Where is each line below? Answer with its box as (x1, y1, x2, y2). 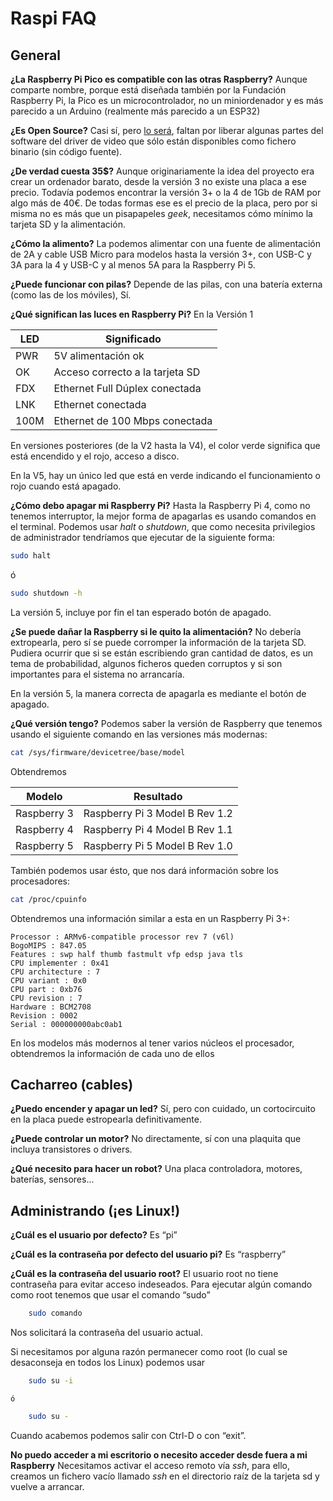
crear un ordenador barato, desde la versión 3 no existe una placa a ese (10, 176, 307, 187)
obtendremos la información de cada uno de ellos (10, 1047, 215, 1059)
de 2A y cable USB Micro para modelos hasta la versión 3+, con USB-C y (10, 248, 312, 260)
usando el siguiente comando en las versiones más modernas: (10, 728, 268, 740)
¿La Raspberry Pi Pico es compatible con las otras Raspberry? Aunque (10, 73, 308, 85)
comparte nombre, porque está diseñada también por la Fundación (10, 84, 287, 96)
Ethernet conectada (53, 398, 147, 411)
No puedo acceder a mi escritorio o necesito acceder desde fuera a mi (10, 1448, 308, 1461)
